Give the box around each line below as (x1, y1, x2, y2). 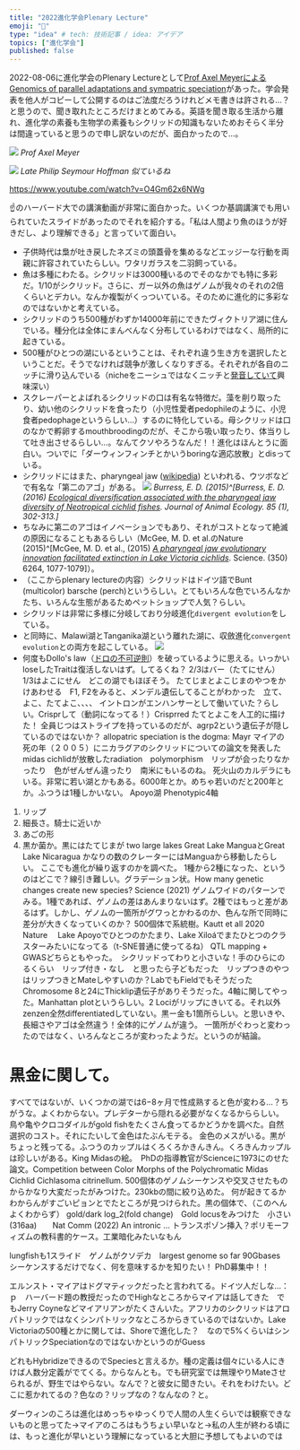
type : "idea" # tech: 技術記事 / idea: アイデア (9, 30, 184, 39)
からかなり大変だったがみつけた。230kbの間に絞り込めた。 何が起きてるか (9, 1186, 287, 1197)
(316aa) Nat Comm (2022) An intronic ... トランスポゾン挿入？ (9, 1220, 251, 1231)
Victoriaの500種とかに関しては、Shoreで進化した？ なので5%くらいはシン (9, 1325, 290, 1336)
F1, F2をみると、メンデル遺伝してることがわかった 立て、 (69, 687, 287, 698)
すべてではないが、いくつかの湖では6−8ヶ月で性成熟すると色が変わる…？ (9, 1097, 281, 1107)
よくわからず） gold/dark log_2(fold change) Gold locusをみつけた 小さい (9, 1209, 291, 1220)
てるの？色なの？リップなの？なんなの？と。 (47, 1389, 213, 1400)
